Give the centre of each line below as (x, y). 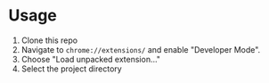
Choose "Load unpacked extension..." (91, 59)
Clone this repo (49, 40)
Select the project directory (71, 69)
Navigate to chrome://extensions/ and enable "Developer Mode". (141, 49)
